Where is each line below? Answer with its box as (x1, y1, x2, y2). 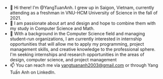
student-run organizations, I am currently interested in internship (9, 36, 142, 42)
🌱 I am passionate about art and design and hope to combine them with (9, 20, 156, 26)
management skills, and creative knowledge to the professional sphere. (9, 47, 156, 52)
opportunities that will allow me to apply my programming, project (9, 41, 145, 47)
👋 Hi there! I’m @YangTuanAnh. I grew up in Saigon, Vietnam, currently (9, 5, 155, 10)
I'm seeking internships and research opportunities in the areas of (9, 52, 145, 57)
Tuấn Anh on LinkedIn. (9, 69, 56, 75)
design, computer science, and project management (9, 57, 117, 62)
